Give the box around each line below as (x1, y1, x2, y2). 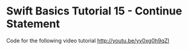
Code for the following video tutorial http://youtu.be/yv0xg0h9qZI (6, 37, 169, 44)
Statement (6, 17, 60, 31)
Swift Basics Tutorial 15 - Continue (6, 4, 183, 18)
